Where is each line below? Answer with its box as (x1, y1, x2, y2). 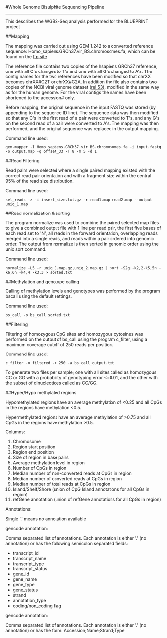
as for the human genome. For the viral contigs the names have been (5, 89, 147, 95)
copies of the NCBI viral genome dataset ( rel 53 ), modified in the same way (5, 84, 160, 90)
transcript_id (12, 550, 39, 556)
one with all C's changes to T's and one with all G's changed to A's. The (5, 69, 153, 74)
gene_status (12, 587, 38, 593)
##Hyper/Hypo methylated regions (5, 390, 77, 395)
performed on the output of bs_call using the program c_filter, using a (5, 336, 148, 342)
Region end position (12, 449, 54, 455)
